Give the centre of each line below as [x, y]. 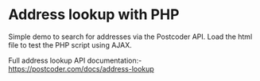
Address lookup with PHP [94, 15]
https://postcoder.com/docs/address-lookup [81, 68]
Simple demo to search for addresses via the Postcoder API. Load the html [130, 37]
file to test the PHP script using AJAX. [70, 44]
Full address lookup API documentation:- [75, 60]
